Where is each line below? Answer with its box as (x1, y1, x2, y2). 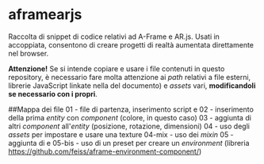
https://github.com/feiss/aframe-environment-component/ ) (8, 147, 202, 156)
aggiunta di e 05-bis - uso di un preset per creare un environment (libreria (8, 138, 250, 147)
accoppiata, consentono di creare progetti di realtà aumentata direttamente (8, 40, 254, 49)
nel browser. (8, 48, 49, 58)
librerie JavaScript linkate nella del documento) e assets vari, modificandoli (8, 81, 256, 90)
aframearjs (8, 6, 82, 24)
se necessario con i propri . (8, 89, 98, 98)
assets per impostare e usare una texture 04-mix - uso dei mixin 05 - (8, 129, 234, 139)
